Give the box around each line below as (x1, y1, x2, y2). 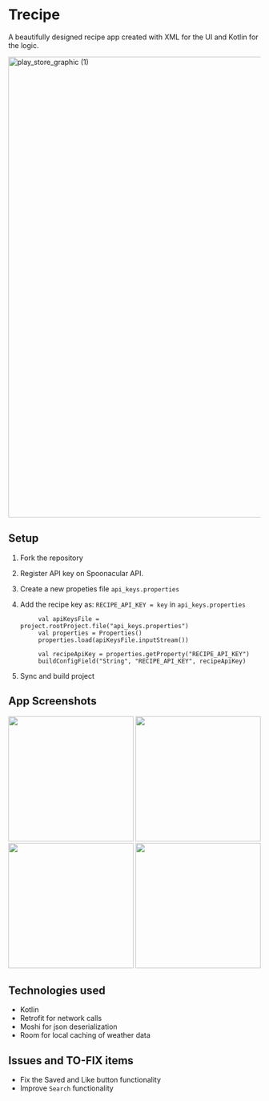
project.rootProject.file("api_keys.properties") (19, 622, 190, 630)
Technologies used (8, 983, 106, 997)
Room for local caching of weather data (19, 1030, 151, 1040)
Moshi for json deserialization (19, 1022, 118, 1031)
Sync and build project (19, 671, 94, 680)
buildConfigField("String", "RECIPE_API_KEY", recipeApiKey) (38, 657, 247, 665)
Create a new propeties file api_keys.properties (19, 583, 180, 594)
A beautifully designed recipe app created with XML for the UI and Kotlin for (8, 32, 259, 42)
